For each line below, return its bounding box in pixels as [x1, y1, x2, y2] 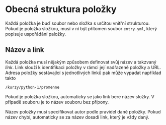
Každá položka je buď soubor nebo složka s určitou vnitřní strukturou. [5, 20, 150, 26]
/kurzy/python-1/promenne [5, 85, 59, 90]
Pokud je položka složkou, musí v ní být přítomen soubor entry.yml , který [5, 25, 157, 31]
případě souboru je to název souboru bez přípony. [5, 99, 109, 105]
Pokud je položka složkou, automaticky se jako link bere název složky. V [5, 93, 154, 99]
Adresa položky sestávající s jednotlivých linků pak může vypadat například [5, 70, 162, 76]
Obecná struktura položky [5, 4, 117, 15]
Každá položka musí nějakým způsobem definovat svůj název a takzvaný [5, 59, 157, 65]
